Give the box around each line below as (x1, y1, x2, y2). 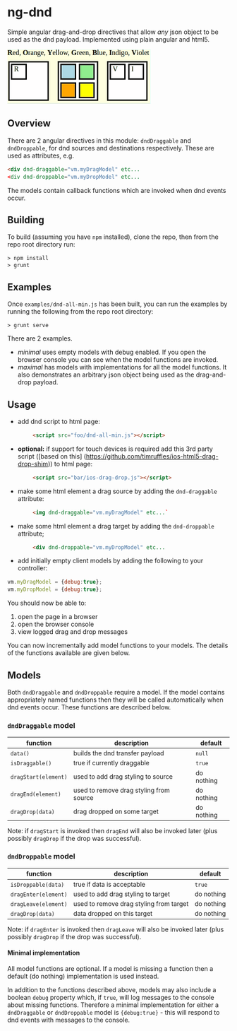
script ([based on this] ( (17, 452, 87, 460)
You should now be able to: (7, 599, 87, 608)
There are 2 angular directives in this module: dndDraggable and (7, 136, 192, 145)
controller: (17, 564, 48, 572)
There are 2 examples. (7, 334, 73, 343)
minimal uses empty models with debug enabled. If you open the (17, 348, 207, 357)
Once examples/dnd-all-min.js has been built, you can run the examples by (7, 300, 228, 308)
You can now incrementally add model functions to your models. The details (7, 641, 229, 650)
